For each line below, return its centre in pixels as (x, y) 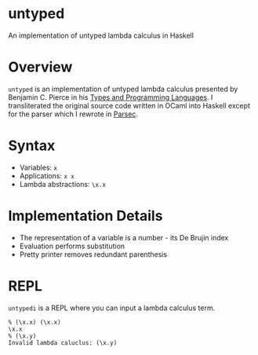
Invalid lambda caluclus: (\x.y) (63, 342)
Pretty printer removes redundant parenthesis (93, 254)
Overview (40, 67)
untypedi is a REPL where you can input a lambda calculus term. (112, 308)
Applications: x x (47, 176)
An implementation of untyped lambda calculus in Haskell (101, 35)
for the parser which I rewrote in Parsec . (73, 114)
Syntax (32, 146)
